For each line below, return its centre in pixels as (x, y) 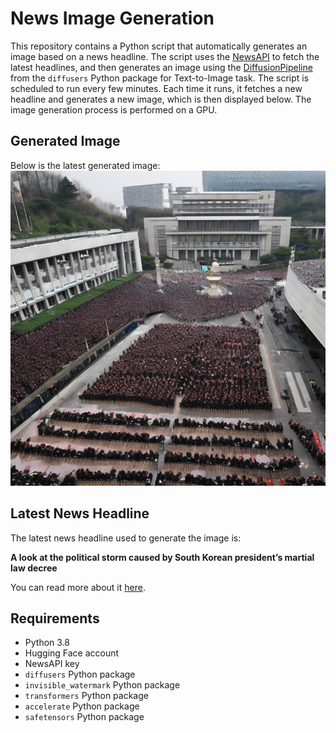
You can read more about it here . (78, 587)
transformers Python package (86, 696)
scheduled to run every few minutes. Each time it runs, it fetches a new (156, 88)
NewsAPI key (52, 664)
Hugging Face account (72, 653)
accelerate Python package (82, 706)
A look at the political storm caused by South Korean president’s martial (162, 557)
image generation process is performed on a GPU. (114, 109)
